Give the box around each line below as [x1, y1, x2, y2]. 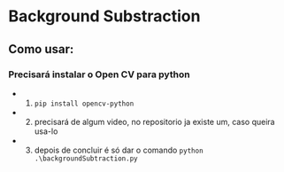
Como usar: [8, 42, 74, 57]
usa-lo [34, 126, 58, 137]
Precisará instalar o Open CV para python [8, 68, 191, 81]
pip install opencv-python [34, 99, 134, 108]
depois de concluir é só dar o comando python [34, 145, 204, 155]
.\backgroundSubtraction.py [34, 153, 138, 163]
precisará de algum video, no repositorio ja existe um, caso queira [34, 116, 275, 127]
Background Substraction [8, 6, 201, 27]
